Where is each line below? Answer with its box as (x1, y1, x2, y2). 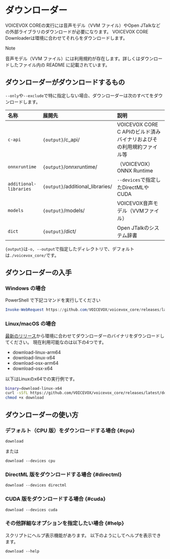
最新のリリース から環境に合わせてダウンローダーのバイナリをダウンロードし (5, 332, 165, 339)
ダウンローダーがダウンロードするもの (5, 78, 125, 87)
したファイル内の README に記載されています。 (9, 62, 110, 68)
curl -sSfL (5, 391, 28, 396)
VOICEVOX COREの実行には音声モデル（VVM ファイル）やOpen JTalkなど (5, 22, 161, 28)
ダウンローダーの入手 (5, 269, 72, 277)
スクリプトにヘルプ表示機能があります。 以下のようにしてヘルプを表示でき (5, 532, 161, 538)
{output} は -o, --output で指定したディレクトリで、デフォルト (5, 246, 135, 252)
